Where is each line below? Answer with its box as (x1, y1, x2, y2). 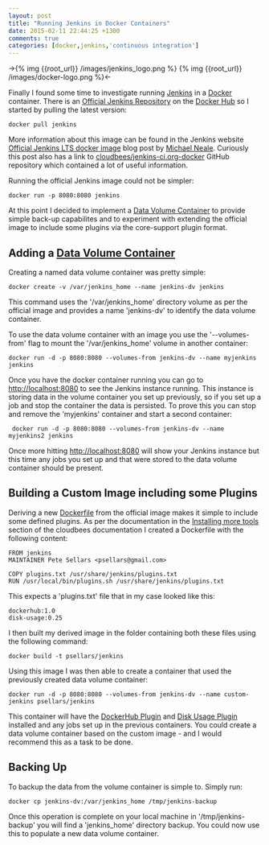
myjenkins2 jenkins (8, 431, 74, 439)
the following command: (8, 637, 88, 646)
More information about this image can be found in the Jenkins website (8, 134, 244, 145)
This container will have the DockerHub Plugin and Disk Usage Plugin (8, 711, 238, 721)
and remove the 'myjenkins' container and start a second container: (8, 409, 233, 418)
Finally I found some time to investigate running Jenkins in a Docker (8, 88, 233, 97)
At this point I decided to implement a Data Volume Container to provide (8, 206, 246, 216)
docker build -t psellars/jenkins (8, 652, 124, 660)
